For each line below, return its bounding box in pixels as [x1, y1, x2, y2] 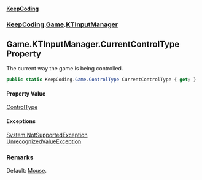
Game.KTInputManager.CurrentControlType [6, 39, 180, 49]
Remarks [6, 153, 34, 162]
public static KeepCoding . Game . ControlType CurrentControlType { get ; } [6, 77, 196, 83]
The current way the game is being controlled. [6, 65, 123, 72]
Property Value [6, 89, 46, 97]
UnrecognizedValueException [6, 138, 82, 145]
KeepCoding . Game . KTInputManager [6, 20, 118, 29]
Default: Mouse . [6, 167, 47, 174]
